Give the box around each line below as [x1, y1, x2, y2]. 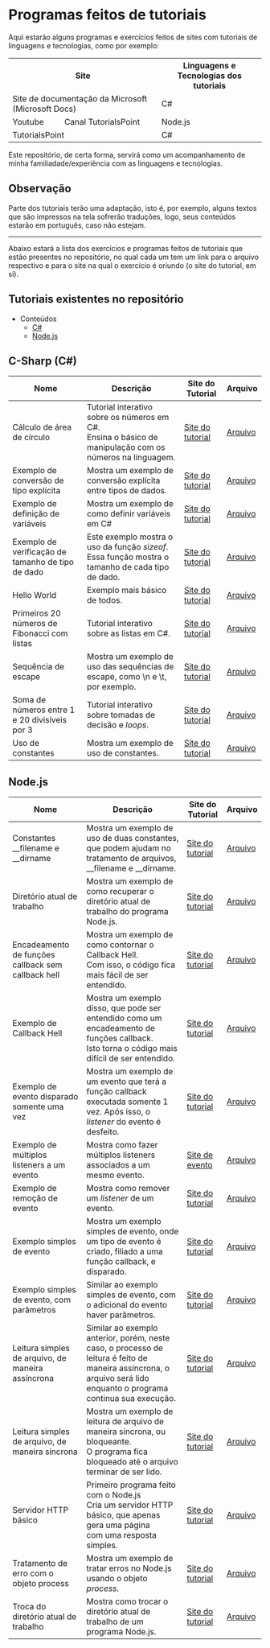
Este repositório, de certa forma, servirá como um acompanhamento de [8, 150, 246, 159]
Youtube [12, 116, 44, 127]
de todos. [87, 595, 123, 606]
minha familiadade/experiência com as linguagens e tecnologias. [8, 159, 223, 168]
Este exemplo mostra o [87, 531, 174, 542]
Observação [8, 182, 72, 196]
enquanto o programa [86, 1382, 169, 1394]
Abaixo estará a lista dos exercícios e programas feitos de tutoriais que [8, 243, 243, 253]
